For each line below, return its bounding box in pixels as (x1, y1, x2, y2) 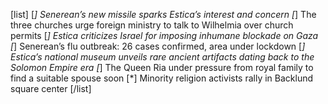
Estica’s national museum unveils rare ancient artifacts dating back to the (10, 51, 315, 63)
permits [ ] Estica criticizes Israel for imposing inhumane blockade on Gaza (10, 30, 319, 41)
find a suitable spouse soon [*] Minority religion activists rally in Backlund (10, 72, 314, 84)
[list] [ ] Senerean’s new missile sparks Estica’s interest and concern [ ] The (10, 9, 317, 20)
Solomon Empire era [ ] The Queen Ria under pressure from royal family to (10, 62, 314, 73)
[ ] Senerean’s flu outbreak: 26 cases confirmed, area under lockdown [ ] (10, 40, 306, 52)
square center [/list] (10, 83, 92, 94)
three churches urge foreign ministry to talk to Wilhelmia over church (10, 19, 294, 31)
